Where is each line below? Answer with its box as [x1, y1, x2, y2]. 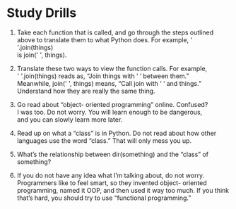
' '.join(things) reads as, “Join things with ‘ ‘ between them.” [16, 72, 189, 80]
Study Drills [6, 5, 77, 21]
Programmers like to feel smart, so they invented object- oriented [16, 178, 208, 187]
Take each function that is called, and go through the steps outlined [16, 28, 214, 37]
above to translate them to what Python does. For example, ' [16, 35, 193, 44]
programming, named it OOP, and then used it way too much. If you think [16, 186, 230, 194]
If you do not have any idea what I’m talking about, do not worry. [16, 171, 205, 179]
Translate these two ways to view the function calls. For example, [16, 64, 208, 72]
